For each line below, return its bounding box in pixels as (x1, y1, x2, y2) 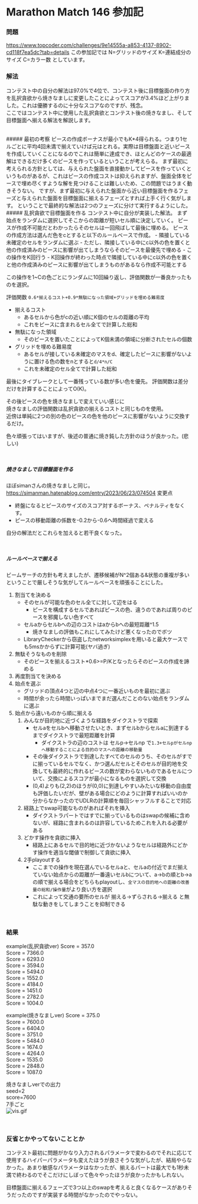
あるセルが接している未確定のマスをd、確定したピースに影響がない (23, 350, 187, 358)
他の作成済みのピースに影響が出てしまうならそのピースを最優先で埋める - (6, 246, 186, 253)
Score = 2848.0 (6, 1062, 44, 1070)
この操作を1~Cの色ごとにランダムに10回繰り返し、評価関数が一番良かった (6, 273, 187, 281)
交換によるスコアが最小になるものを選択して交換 (47, 775, 167, 782)
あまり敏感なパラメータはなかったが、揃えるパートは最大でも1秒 (26, 1164, 184, 1171)
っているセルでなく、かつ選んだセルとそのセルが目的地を (43, 760, 183, 767)
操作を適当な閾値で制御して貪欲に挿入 (37, 849, 131, 856)
